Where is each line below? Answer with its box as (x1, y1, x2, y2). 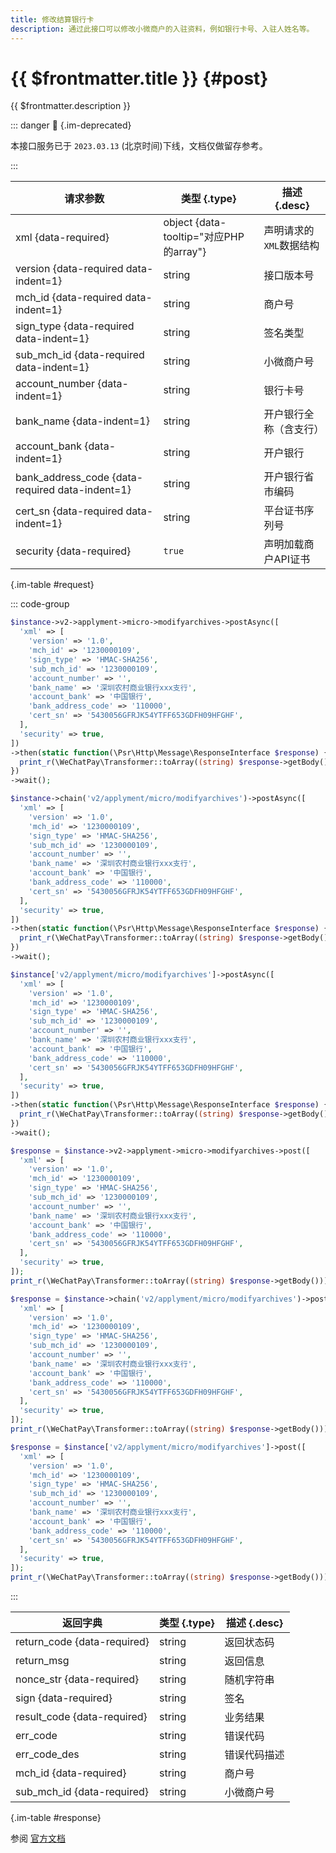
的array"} (163, 245, 207, 259)
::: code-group (10, 598, 70, 610)
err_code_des (15, 1747, 80, 1761)
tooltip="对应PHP (163, 230, 245, 244)
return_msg (15, 1654, 70, 1668)
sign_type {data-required (15, 319, 135, 333)
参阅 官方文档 (10, 1832, 66, 1845)
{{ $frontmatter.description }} (10, 100, 132, 112)
